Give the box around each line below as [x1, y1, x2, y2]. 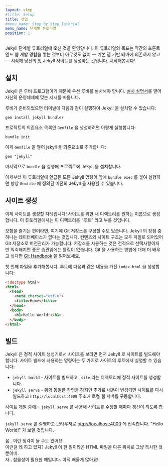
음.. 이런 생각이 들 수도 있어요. [5, 438, 64, 444]
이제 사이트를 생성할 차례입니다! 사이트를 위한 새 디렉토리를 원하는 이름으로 [5, 210, 151, 216]
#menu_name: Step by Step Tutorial [5, 21, 80, 27]
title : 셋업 [5, 17, 29, 22]
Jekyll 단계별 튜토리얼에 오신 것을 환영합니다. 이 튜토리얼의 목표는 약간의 [5, 45, 147, 51]
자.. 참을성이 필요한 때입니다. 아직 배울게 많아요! [5, 456, 99, 462]
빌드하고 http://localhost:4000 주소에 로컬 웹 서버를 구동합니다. [12, 393, 141, 399]
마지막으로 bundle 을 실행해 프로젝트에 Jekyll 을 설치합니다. [5, 163, 122, 169]
